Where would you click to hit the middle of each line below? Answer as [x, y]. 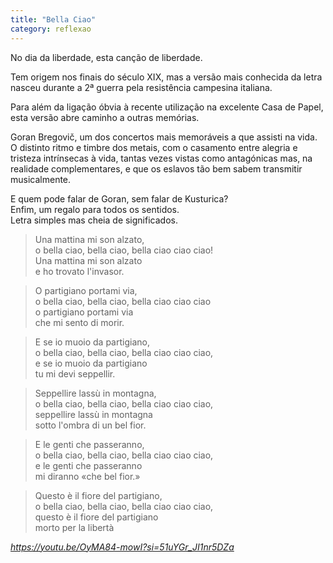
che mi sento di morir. [79, 322]
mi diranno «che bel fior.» [87, 476]
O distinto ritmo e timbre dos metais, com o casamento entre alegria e [154, 147]
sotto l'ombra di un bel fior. [90, 425]
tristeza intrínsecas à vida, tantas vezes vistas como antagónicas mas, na [161, 158]
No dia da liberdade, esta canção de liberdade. [106, 57]
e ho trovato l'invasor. [79, 271]
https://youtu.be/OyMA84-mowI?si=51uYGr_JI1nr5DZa [122, 547]
